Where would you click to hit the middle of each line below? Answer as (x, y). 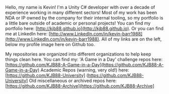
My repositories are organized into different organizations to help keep (78, 54)
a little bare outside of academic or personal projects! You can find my (78, 23)
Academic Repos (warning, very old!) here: (85, 70)
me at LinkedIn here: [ (28, 34)
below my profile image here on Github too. (50, 44)
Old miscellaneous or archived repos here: (73, 80)
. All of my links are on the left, (130, 39)
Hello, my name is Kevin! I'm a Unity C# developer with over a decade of (80, 7)
